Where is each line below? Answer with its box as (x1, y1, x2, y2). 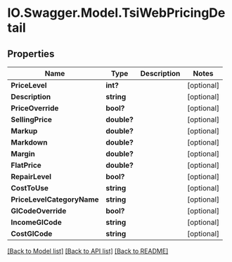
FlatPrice (11, 160, 42, 170)
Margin (11, 149, 35, 159)
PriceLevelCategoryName (11, 195, 100, 204)
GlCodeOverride (11, 206, 67, 216)
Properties (7, 48, 55, 60)
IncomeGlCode (11, 218, 62, 227)
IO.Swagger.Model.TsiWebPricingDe (7, 5, 226, 21)
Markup (11, 126, 38, 136)
